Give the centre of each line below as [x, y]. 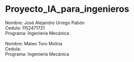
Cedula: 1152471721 [25, 28]
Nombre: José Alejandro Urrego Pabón [45, 23]
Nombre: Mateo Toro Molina [34, 43]
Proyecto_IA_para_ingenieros [67, 9]
